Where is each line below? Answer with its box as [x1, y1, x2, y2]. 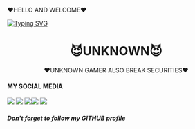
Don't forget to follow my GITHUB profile [7, 114, 126, 122]
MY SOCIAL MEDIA [7, 82, 64, 90]
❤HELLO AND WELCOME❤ [7, 6, 87, 14]
